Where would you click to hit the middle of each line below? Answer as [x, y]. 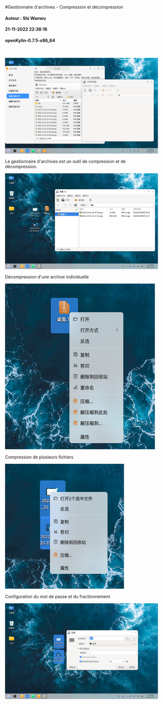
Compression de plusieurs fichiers [39, 457]
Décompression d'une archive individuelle [47, 277]
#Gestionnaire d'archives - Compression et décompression [64, 7]
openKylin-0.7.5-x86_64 [30, 40]
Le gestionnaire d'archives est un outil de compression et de [65, 161]
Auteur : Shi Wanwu [25, 18]
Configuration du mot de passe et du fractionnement [58, 597]
